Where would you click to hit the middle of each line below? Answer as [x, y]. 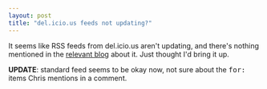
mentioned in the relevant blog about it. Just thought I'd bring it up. [119, 54]
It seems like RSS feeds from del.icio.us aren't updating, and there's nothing [133, 45]
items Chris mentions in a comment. [68, 78]
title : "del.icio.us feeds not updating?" [80, 23]
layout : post [30, 15]
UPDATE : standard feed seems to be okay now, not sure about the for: [127, 69]
